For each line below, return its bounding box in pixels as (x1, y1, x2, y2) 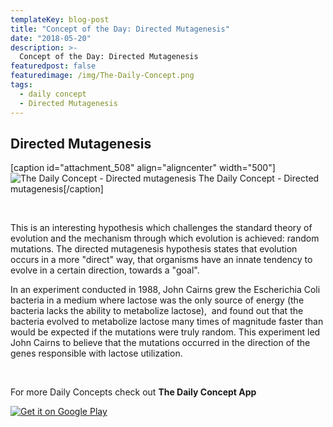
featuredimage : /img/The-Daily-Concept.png (10, 71, 195, 81)
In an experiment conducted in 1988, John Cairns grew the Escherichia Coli (10, 284, 321, 296)
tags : (10, 80, 33, 90)
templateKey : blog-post (10, 14, 110, 25)
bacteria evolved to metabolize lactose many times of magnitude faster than (10, 316, 324, 328)
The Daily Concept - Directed (198, 172, 320, 185)
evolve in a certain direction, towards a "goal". (10, 264, 200, 276)
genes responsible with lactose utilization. (10, 347, 183, 360)
